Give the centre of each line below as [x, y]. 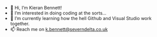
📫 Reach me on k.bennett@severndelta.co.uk [59, 29]
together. [20, 23]
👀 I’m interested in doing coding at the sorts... [58, 13]
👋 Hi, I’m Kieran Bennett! [36, 8]
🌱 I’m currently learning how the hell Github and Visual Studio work [81, 18]
